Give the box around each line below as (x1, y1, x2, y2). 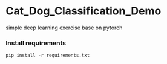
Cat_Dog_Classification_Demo (5, 4, 162, 18)
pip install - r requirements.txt (5, 53, 90, 59)
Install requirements (5, 39, 67, 47)
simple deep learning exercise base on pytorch (5, 24, 123, 31)
